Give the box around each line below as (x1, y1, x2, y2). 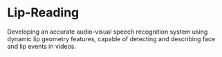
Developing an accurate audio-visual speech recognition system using (7, 27, 208, 36)
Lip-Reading (7, 5, 80, 21)
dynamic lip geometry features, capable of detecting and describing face (7, 34, 216, 43)
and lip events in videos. (7, 42, 77, 50)
